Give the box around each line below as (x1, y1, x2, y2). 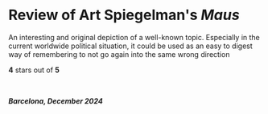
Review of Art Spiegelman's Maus (8, 6, 240, 24)
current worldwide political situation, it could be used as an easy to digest (8, 41, 254, 51)
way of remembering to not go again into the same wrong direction (8, 49, 230, 59)
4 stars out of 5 (8, 65, 60, 75)
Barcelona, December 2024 (8, 96, 103, 106)
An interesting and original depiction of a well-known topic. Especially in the (8, 32, 260, 42)
